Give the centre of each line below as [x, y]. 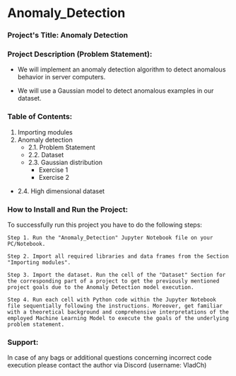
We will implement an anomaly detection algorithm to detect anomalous [122, 69]
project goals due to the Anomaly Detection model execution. [101, 287]
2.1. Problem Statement [61, 147]
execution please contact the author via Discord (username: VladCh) [107, 365]
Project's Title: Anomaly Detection [68, 35]
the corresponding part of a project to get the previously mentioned [113, 281]
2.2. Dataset [46, 154]
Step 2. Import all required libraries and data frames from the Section [118, 256]
